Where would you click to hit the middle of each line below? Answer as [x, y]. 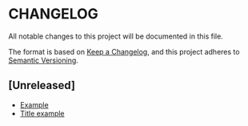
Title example [42, 113]
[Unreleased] [42, 85]
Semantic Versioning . [43, 60]
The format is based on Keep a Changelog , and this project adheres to [124, 51]
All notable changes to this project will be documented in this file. [116, 36]
